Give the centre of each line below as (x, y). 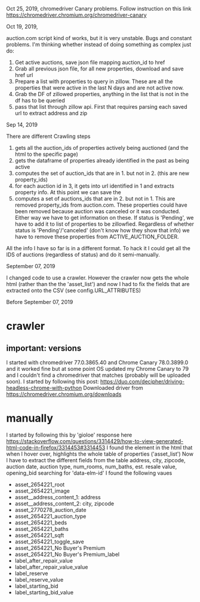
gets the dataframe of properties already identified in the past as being (102, 160)
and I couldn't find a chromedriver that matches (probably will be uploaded (98, 375)
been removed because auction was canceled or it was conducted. (97, 211)
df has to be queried (40, 100)
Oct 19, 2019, (22, 27)
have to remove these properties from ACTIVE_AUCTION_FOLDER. (97, 236)
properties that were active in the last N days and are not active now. (99, 88)
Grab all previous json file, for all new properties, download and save (99, 69)
